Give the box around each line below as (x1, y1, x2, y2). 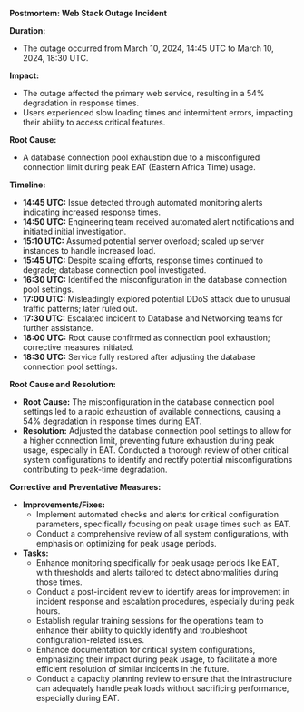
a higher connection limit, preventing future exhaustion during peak (22, 436, 275, 446)
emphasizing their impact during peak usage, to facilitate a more (35, 654, 278, 665)
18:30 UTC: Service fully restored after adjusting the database (22, 352, 256, 362)
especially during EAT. (35, 693, 120, 703)
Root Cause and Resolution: (9, 379, 116, 389)
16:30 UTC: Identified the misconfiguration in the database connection (22, 275, 288, 285)
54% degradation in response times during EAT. (22, 416, 202, 426)
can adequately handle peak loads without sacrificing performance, (35, 683, 289, 694)
